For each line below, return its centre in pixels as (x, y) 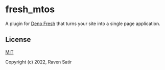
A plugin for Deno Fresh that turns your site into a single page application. (83, 24)
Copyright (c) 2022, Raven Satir (39, 62)
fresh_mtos (30, 9)
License (18, 40)
